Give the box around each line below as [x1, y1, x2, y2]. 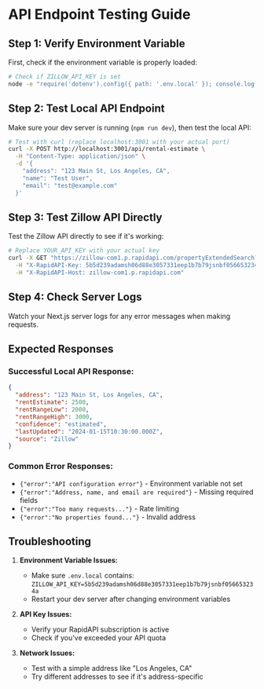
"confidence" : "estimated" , [15, 420, 108, 428]
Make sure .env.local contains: [31, 571, 135, 581]
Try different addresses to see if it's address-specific [31, 672, 204, 681]
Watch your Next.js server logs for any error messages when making [8, 311, 231, 321]
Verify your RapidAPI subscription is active [31, 625, 170, 634]
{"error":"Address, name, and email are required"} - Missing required [19, 487, 254, 497]
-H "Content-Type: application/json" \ [15, 152, 146, 160]
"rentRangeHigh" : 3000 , [15, 412, 93, 421]
